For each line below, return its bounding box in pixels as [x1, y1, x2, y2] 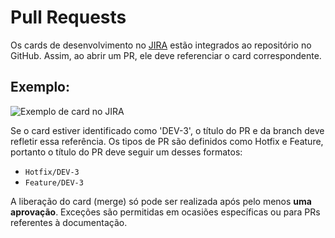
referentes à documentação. [10, 216, 128, 228]
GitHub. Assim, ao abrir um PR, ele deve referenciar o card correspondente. [10, 49, 322, 61]
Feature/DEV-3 [24, 177, 84, 188]
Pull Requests [10, 6, 127, 29]
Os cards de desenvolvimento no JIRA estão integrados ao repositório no [10, 39, 312, 51]
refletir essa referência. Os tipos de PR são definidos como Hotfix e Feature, [10, 135, 324, 147]
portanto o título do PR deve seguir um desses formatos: [10, 146, 243, 158]
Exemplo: [10, 79, 71, 96]
